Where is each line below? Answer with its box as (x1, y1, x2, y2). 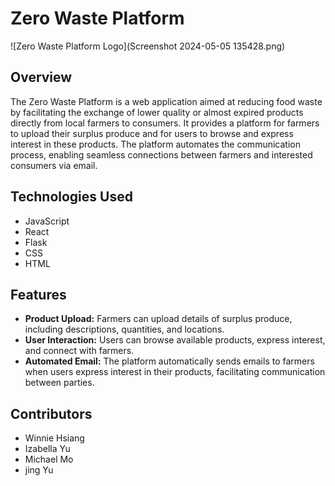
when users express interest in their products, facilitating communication (24, 366, 326, 378)
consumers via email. (10, 159, 98, 171)
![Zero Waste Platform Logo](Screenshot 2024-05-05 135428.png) (10, 40, 286, 52)
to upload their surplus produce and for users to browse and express (10, 127, 294, 139)
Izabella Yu (24, 443, 71, 455)
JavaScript (24, 215, 70, 227)
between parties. (24, 377, 95, 389)
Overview (10, 69, 73, 86)
